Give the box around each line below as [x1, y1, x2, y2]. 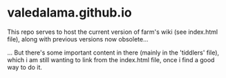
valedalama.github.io [7, 5, 133, 21]
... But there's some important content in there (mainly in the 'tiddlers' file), [7, 48, 220, 57]
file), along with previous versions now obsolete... [7, 35, 149, 43]
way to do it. [7, 63, 43, 71]
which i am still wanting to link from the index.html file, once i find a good [7, 55, 215, 64]
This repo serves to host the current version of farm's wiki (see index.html [7, 28, 218, 36]
